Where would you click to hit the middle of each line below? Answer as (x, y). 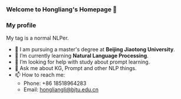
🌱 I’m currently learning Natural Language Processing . (81, 56)
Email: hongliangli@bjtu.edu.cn (61, 90)
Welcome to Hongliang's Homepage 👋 (61, 9)
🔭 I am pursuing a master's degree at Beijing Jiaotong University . (95, 49)
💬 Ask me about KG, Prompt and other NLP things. (75, 68)
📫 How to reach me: (40, 75)
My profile (21, 25)
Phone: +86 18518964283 (55, 83)
